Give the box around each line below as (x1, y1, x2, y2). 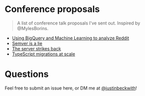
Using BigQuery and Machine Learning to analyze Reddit (12, 35, 129, 41)
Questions (5, 68, 49, 80)
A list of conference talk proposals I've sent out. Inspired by (17, 20, 140, 26)
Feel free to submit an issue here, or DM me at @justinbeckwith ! (5, 85, 137, 91)
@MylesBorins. (17, 25, 49, 31)
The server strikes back (12, 45, 61, 51)
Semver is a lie (12, 40, 43, 46)
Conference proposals (5, 3, 100, 15)
